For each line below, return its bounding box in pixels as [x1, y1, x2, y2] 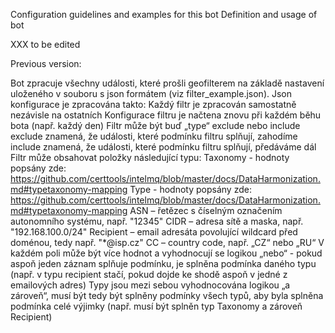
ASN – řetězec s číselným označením [129, 205, 283, 216]
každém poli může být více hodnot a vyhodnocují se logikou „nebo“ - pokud [10, 247, 323, 259]
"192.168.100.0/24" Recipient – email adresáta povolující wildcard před [10, 226, 298, 238]
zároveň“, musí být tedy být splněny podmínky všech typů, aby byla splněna [10, 290, 324, 301]
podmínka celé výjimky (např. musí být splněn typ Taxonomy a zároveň [10, 300, 303, 312]
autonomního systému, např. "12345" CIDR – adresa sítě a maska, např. [10, 215, 304, 227]
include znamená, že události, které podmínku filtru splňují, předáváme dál [10, 141, 317, 153]
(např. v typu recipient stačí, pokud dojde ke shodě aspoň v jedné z [10, 269, 288, 280]
